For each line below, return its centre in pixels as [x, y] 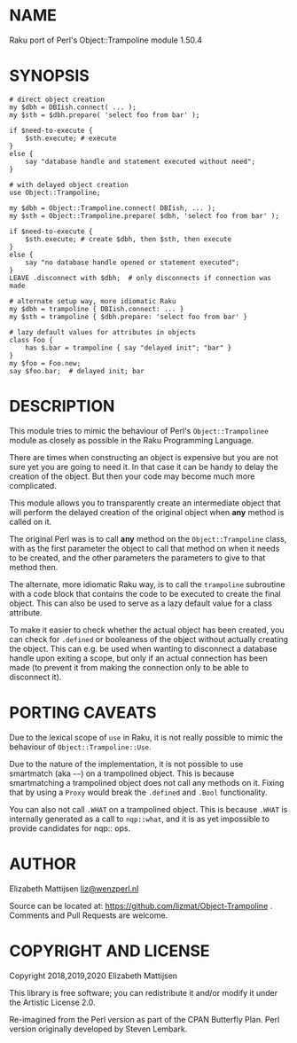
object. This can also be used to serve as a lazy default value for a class [141, 603]
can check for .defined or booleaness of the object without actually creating [149, 639]
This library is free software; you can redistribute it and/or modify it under [144, 992]
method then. [34, 567]
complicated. [33, 485]
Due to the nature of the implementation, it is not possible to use [126, 764]
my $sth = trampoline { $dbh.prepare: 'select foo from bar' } [129, 317]
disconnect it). [35, 677]
